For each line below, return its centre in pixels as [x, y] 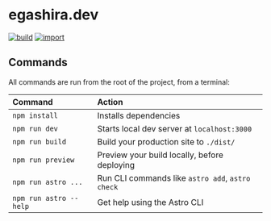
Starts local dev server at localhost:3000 [175, 128]
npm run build [40, 142]
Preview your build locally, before [161, 155]
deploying [116, 165]
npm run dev [35, 128]
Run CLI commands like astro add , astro [174, 177]
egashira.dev [54, 15]
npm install [35, 115]
